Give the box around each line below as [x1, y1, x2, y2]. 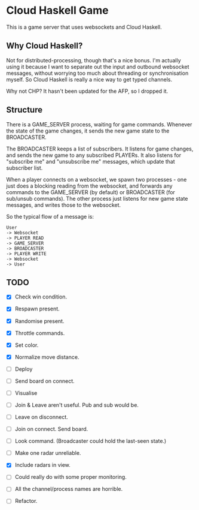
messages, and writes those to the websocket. [6, 201, 121, 209]
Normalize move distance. [14, 353, 79, 360]
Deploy [14, 365, 33, 372]
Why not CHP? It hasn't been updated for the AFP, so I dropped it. [6, 87, 169, 95]
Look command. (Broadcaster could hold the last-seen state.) [14, 437, 167, 445]
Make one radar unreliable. [14, 449, 81, 457]
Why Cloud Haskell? [6, 41, 83, 51]
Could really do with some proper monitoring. [14, 473, 127, 481]
